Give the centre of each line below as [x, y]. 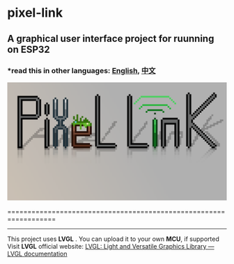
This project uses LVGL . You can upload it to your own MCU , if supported [113, 239]
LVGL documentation [37, 254]
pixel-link [35, 13]
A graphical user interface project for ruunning [111, 39]
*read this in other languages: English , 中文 [81, 70]
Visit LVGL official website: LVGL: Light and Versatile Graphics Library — [111, 247]
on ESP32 [29, 49]
